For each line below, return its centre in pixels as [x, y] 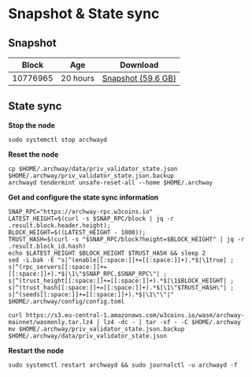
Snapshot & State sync [84, 14]
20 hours [78, 78]
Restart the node [36, 350]
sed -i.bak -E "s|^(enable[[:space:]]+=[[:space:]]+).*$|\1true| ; [121, 260]
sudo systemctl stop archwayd [58, 140]
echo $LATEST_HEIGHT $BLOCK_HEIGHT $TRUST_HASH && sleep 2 [107, 253]
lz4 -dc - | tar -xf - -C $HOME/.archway [172, 322]
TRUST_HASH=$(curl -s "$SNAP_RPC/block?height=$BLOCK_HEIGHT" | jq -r [126, 239]
